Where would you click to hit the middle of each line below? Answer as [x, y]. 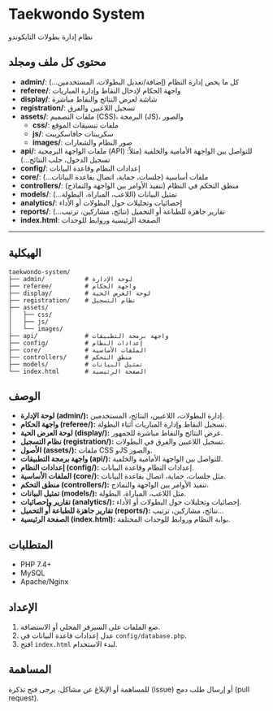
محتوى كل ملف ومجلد [58, 62]
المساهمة [30, 670]
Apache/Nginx [44, 582]
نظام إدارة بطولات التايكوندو [51, 37]
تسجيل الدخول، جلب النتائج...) [65, 159]
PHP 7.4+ [36, 565]
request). [24, 698]
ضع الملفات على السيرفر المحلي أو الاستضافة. [90, 627]
